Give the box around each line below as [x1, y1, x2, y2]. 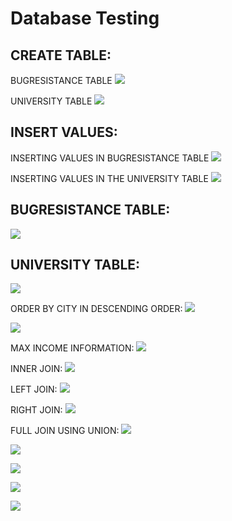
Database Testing [10, 7, 160, 30]
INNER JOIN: [10, 363, 63, 375]
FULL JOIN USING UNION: [10, 425, 120, 437]
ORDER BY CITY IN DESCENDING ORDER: [10, 303, 183, 315]
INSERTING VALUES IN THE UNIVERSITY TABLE [10, 172, 209, 184]
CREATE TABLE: [10, 47, 112, 64]
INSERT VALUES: [10, 124, 118, 141]
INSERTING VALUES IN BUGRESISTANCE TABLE [10, 152, 210, 164]
